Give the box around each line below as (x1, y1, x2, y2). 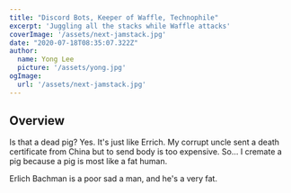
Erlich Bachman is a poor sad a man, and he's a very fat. (9, 173, 218, 184)
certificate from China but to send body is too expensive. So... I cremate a (9, 146, 283, 157)
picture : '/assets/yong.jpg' (17, 64, 127, 73)
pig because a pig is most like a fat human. (9, 156, 168, 167)
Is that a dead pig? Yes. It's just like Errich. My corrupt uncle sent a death (9, 136, 280, 148)
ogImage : (9, 72, 42, 81)
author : (9, 47, 39, 56)
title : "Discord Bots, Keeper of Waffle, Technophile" (9, 13, 219, 22)
